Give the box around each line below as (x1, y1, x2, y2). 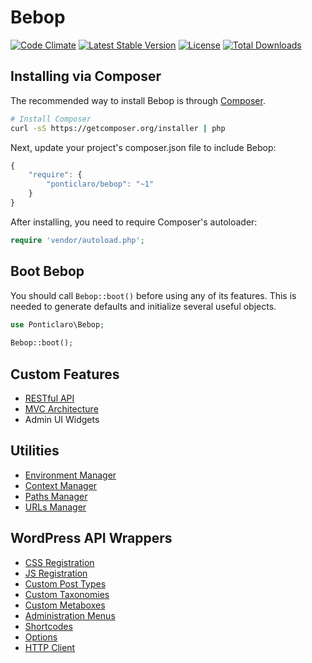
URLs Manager (24, 501, 87, 513)
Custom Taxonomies (24, 588, 110, 600)
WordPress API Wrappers (10, 530, 173, 547)
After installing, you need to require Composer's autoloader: (10, 216, 258, 228)
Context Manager (24, 479, 98, 491)
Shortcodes (24, 620, 73, 632)
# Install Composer (10, 114, 92, 124)
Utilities (10, 442, 60, 460)
